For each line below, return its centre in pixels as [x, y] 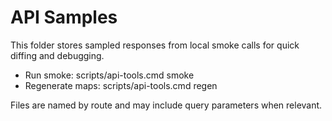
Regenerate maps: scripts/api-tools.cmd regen [121, 85]
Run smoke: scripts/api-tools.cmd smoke [109, 75]
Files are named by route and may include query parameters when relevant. [166, 105]
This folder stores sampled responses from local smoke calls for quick [155, 45]
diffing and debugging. [57, 55]
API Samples [64, 17]
